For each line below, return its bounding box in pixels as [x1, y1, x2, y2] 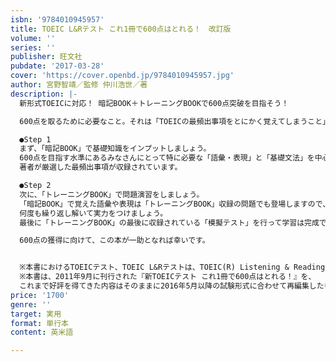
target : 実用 [10, 309, 62, 319]
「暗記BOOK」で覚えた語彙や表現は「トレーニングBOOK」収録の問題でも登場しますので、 [19, 199, 331, 209]
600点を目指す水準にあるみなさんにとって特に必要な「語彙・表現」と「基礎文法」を [19, 153, 315, 163]
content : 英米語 [10, 327, 74, 338]
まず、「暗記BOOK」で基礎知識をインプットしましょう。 [19, 144, 212, 154]
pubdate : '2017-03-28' [10, 61, 105, 71]
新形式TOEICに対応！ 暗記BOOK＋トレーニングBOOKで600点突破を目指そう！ [19, 98, 290, 108]
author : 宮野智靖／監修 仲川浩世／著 [10, 80, 148, 90]
